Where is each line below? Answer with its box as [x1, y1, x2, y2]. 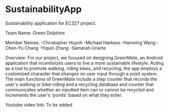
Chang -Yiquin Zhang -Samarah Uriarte [24, 45, 106, 51]
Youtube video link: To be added [5, 101, 73, 107]
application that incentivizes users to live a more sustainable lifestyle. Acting [5, 60, 164, 66]
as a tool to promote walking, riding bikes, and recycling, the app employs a [5, 65, 162, 71]
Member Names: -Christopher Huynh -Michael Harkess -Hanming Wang [5, 39, 155, 46]
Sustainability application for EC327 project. [5, 20, 97, 26]
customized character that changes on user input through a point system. [5, 70, 158, 76]
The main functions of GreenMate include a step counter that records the [5, 76, 157, 82]
